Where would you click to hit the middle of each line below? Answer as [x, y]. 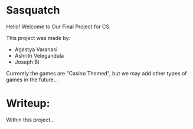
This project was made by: [38, 38]
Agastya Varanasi [36, 49]
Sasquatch [33, 10]
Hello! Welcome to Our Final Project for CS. [58, 27]
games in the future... [32, 80]
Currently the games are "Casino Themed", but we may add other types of [97, 73]
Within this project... [30, 120]
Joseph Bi [27, 62]
